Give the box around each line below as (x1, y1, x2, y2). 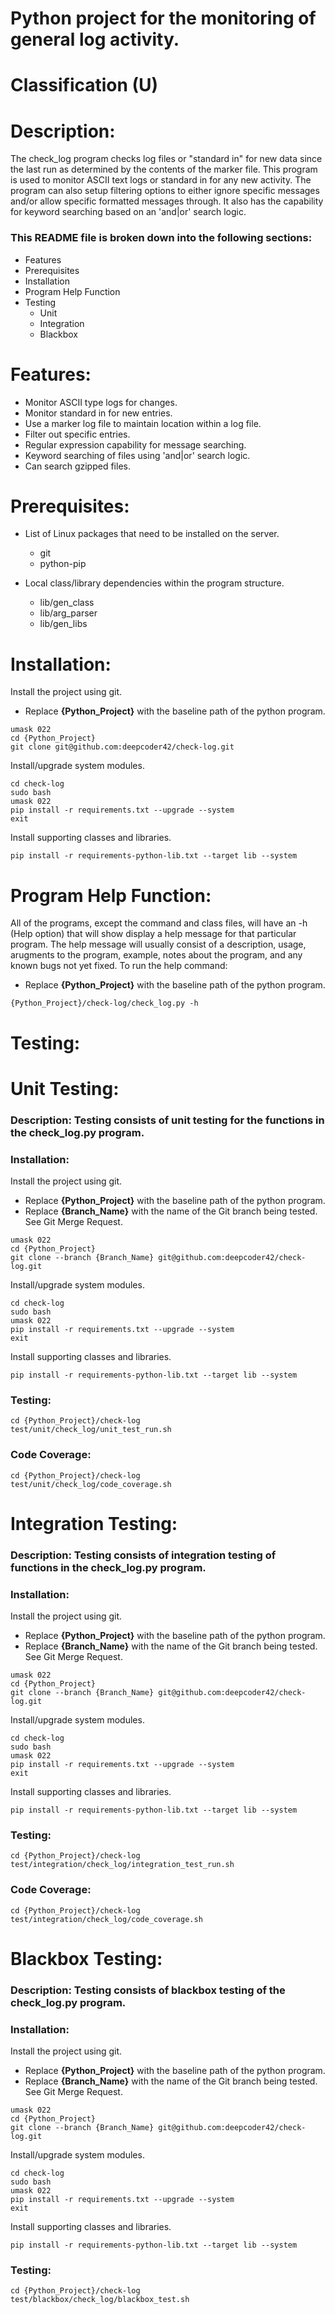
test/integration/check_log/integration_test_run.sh (10, 1860, 235, 1870)
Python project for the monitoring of (10, 7, 317, 30)
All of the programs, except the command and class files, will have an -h (10, 917, 308, 929)
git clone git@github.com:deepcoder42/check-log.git (10, 742, 235, 752)
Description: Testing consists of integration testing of (10, 1548, 277, 1562)
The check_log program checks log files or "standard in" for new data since (10, 153, 323, 165)
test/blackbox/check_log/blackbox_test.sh (10, 2295, 190, 2305)
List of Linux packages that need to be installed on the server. (24, 528, 280, 540)
